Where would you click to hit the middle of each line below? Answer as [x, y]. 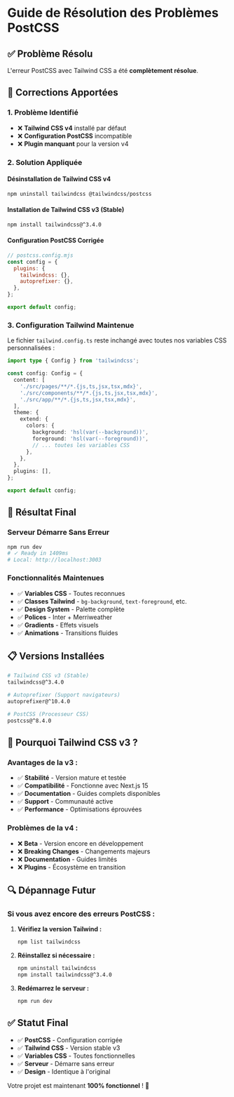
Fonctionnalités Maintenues [56, 578]
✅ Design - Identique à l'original [64, 1071]
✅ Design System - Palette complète [71, 609]
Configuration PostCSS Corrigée [56, 241]
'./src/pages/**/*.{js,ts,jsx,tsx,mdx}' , [81, 386]
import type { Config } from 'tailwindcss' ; [73, 361]
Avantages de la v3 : [43, 762]
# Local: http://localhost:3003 [54, 560]
